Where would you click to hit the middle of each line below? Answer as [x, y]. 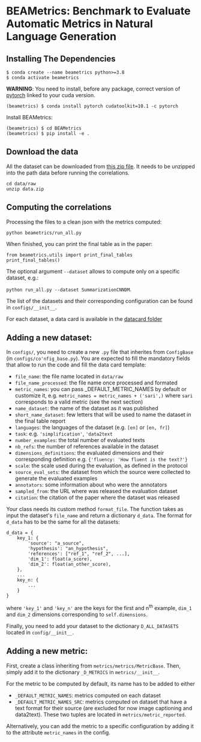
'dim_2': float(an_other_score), [70, 564]
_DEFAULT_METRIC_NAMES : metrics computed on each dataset [88, 695]
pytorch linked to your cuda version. [51, 95]
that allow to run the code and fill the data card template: [76, 365]
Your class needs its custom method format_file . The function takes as [95, 509]
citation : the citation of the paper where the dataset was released [97, 498]
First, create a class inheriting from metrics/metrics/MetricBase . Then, [94, 666]
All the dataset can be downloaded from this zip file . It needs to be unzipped [100, 166]
